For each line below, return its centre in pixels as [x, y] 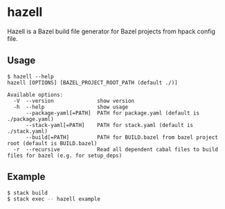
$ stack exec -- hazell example [54, 199]
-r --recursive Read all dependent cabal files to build [116, 149]
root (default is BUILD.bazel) [52, 143]
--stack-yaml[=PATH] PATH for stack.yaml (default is [109, 125]
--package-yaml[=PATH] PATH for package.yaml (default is [112, 113]
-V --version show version [74, 101]
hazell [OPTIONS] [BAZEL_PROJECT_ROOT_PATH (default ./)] [92, 83]
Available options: [35, 94]
